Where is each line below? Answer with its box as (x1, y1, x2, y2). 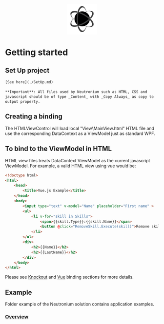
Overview (5, 313, 29, 320)
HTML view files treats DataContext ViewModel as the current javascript (5, 157, 150, 163)
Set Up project (5, 66, 50, 75)
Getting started (5, 47, 68, 58)
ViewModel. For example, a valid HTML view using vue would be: (5, 163, 136, 169)
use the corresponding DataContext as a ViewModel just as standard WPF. (5, 131, 155, 136)
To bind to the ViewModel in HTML (5, 145, 112, 153)
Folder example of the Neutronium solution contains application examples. (5, 301, 155, 307)
